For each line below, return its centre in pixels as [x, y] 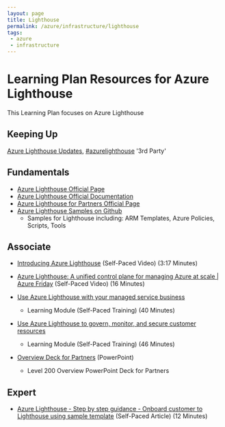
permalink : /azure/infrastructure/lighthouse [73, 26]
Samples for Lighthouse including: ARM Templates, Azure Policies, [121, 218]
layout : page [26, 13]
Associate [29, 246]
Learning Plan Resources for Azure [108, 79]
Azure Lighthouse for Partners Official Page [78, 204]
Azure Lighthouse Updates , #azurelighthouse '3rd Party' [87, 151]
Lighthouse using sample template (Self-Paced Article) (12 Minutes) [112, 416]
